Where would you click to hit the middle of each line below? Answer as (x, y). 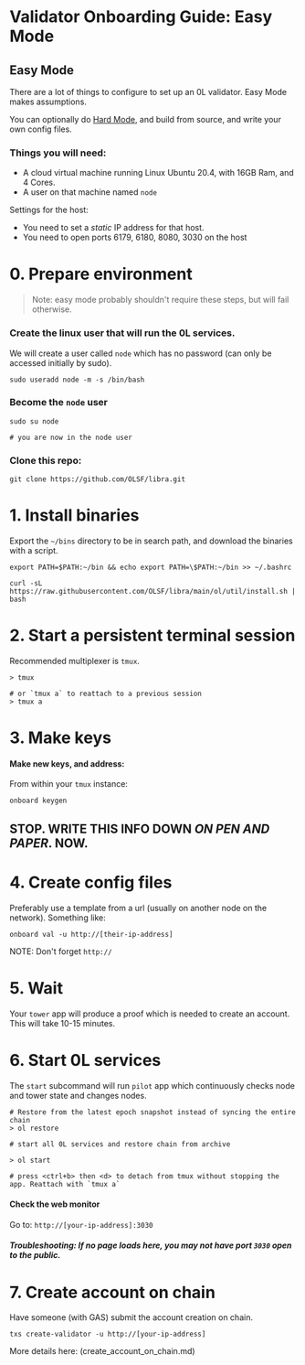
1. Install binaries (74, 516)
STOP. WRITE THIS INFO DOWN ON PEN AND (140, 828)
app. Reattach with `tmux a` (65, 1184)
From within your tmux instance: (68, 784)
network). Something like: (58, 918)
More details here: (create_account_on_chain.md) (102, 1351)
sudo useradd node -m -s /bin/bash (77, 380)
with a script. (34, 551)
